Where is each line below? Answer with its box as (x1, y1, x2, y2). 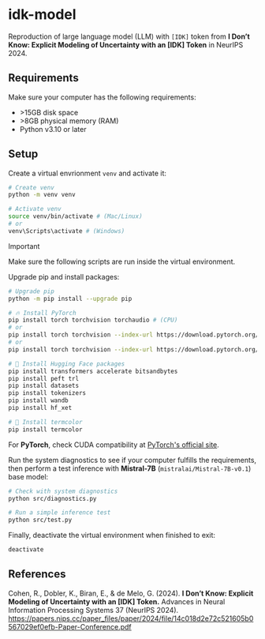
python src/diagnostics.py (8, 494, 97, 502)
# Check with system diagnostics (8, 487, 118, 495)
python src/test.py (8, 516, 73, 524)
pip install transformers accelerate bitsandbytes (8, 367, 178, 375)
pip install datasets (8, 382, 80, 390)
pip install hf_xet (8, 404, 73, 412)
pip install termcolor (8, 425, 83, 434)
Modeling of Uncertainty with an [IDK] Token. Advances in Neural (8, 596, 226, 606)
